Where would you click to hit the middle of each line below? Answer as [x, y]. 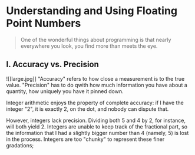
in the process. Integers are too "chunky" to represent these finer [85, 139]
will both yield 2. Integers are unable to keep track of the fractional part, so [97, 126]
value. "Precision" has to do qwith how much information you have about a [97, 85]
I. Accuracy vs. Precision [52, 65]
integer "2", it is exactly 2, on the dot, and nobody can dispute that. [87, 109]
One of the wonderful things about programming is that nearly [96, 39]
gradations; [20, 145]
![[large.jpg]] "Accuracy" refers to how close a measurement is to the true [95, 78]
